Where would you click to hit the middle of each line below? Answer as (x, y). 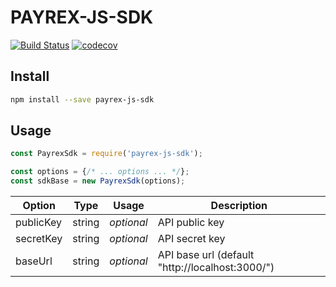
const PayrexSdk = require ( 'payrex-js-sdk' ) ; (106, 154)
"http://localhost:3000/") (216, 268)
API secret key (191, 239)
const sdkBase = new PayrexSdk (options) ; (98, 181)
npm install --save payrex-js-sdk (82, 99)
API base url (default (206, 255)
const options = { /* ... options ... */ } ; (100, 172)
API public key (191, 223)
